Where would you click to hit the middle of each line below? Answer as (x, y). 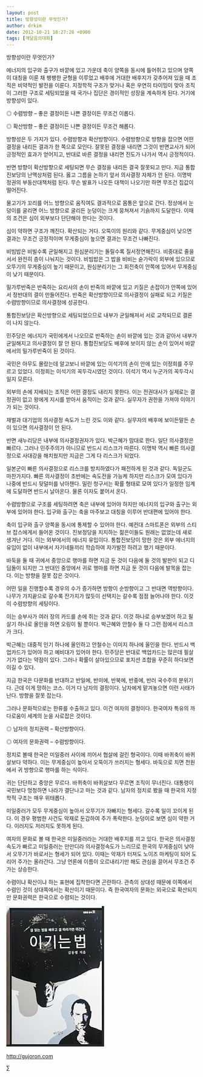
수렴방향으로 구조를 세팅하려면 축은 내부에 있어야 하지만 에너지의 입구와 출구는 (98, 505)
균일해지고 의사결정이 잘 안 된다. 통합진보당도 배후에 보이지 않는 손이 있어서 (95, 344)
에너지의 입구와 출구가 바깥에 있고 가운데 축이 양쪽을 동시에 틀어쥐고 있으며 (95, 70)
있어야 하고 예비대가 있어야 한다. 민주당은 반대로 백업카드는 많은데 (105, 652)
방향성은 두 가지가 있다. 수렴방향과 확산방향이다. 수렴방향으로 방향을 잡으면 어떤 (100, 139)
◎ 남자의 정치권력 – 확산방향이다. (46, 729)
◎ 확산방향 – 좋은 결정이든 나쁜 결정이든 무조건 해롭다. (71, 126)
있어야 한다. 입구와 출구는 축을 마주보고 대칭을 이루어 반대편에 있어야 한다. (105, 512)
